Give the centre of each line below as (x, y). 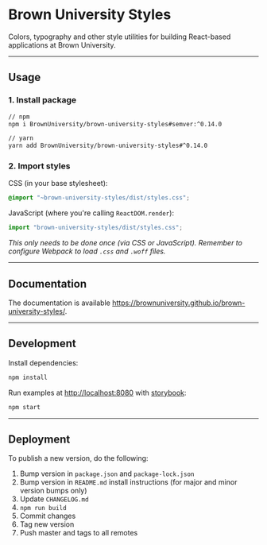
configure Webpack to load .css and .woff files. (87, 251)
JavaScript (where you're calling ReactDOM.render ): (91, 213)
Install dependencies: (43, 362)
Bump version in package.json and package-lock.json (107, 473)
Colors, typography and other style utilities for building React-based (120, 37)
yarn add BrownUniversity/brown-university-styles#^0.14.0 (108, 146)
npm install (28, 377)
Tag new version (47, 524)
